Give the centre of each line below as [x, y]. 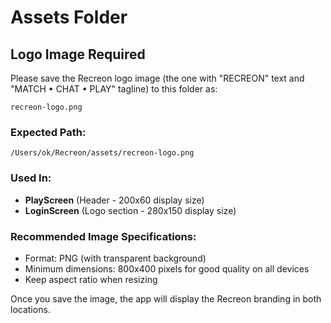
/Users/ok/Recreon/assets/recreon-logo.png [102, 153]
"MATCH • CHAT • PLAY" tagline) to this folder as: [114, 89]
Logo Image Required [78, 54]
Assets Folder [69, 17]
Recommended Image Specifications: [103, 236]
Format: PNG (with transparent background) [115, 258]
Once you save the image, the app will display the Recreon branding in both [166, 298]
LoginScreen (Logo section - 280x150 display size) [130, 210]
